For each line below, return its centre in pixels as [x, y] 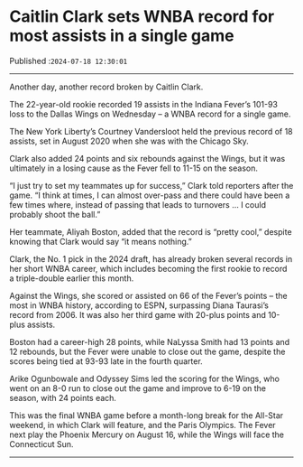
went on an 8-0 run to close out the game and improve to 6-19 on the [138, 388]
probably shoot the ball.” [55, 214]
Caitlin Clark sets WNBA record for [142, 17]
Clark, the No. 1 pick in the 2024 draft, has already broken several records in [151, 258]
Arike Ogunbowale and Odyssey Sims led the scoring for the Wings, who [144, 378]
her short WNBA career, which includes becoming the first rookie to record [148, 268]
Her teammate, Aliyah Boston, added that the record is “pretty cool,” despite [151, 231]
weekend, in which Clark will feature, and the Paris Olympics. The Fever [143, 425]
